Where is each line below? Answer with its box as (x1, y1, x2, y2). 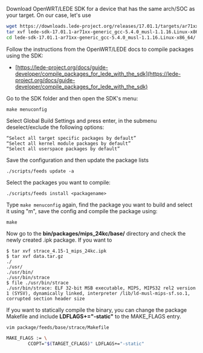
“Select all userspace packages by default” (6, 145, 120, 152)
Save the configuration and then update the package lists (6, 156, 149, 163)
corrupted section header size (6, 295, 85, 302)
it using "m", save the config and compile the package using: (6, 207, 158, 214)
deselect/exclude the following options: (6, 124, 105, 131)
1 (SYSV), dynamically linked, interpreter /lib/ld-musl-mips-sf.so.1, (6, 290, 190, 296)
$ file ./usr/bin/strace (6, 280, 69, 286)
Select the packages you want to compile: (6, 179, 111, 186)
